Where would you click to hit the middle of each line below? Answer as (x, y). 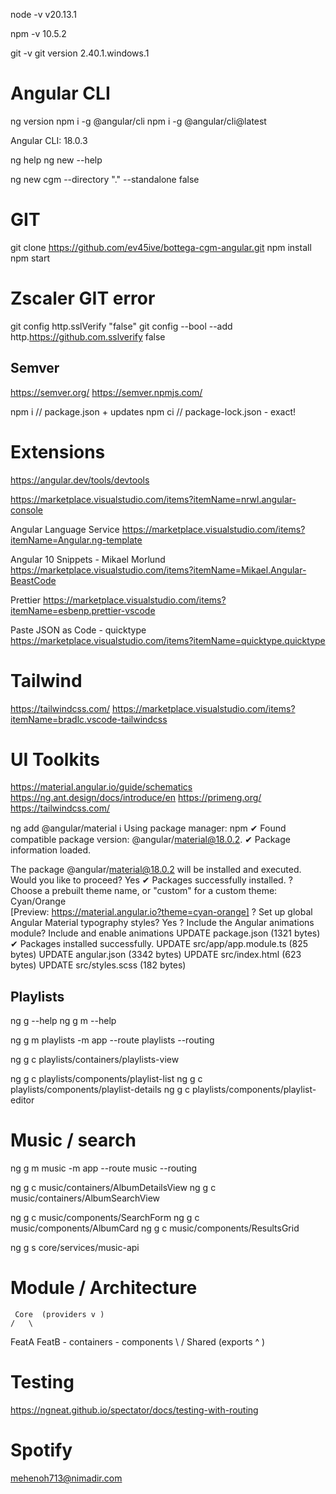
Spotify (41, 1450)
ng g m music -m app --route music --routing (104, 1168)
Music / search (73, 1140)
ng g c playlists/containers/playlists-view (95, 1060)
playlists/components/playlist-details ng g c (100, 1090)
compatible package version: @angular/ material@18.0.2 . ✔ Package (150, 840)
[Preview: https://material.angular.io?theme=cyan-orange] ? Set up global (161, 912)
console (27, 510)
